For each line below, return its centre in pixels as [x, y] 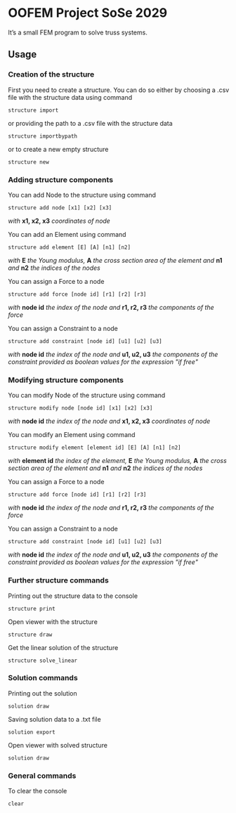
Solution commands [43, 678]
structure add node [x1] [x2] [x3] [60, 208]
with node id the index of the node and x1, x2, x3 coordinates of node [109, 421]
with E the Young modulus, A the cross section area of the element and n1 [115, 260]
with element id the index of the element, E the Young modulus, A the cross [117, 461]
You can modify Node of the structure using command [87, 396]
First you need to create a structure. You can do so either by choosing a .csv [119, 90]
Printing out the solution [43, 693]
